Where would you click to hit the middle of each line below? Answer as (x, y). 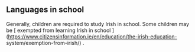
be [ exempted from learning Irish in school (58, 30)
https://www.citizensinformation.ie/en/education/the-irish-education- (92, 36)
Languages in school (45, 10)
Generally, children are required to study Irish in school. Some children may (98, 24)
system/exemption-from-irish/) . (45, 43)
